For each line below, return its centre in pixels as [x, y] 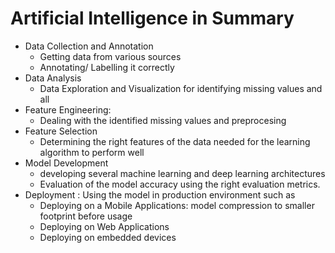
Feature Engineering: [68, 109]
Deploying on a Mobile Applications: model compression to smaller [177, 205]
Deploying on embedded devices [108, 237]
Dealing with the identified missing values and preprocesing [163, 120]
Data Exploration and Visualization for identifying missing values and [181, 88]
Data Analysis [53, 78]
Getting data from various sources [110, 56]
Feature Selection [61, 131]
